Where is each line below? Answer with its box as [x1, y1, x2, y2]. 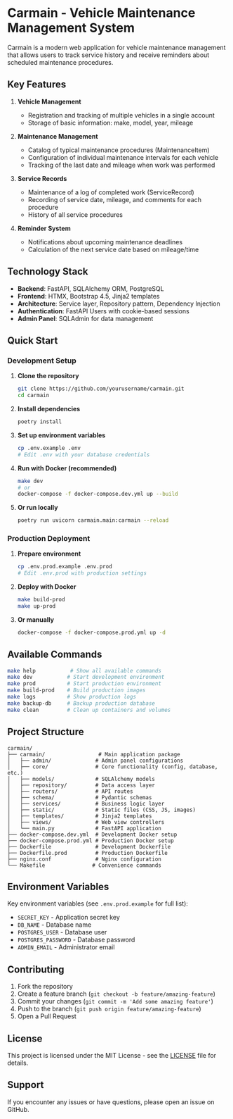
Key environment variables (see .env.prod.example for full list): [7, 899, 188, 908]
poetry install [17, 418, 62, 425]
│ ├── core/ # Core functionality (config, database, [7, 763, 218, 770]
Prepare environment [17, 549, 81, 558]
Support [7, 1079, 44, 1091]
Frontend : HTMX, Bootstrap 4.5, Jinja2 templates [17, 292, 160, 300]
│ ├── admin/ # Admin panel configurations [7, 757, 184, 764]
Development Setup [7, 356, 76, 365]
